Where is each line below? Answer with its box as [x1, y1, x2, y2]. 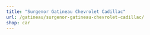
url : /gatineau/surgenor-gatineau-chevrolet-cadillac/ [6, 14, 145, 20]
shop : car [6, 20, 31, 26]
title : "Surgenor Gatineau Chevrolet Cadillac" [6, 8, 126, 15]
